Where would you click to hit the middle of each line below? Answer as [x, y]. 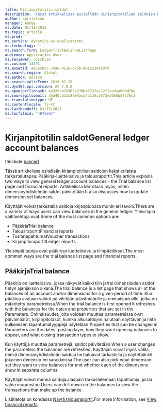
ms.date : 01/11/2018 [26, 28]
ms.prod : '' [17, 37]
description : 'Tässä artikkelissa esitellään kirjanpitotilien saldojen [80, 14]
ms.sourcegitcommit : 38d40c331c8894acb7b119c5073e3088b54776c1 [70, 95]
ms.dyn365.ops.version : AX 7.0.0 [39, 86]
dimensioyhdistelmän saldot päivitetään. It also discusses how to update [77, 191]
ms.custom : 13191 [23, 64]
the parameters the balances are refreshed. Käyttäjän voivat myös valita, [78, 349]
